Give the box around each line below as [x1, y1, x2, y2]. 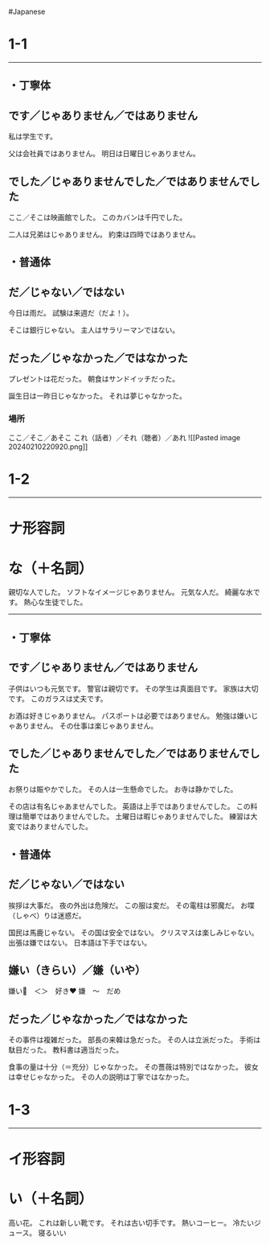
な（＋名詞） [8, 559, 94, 578]
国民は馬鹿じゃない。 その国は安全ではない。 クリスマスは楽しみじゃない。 [8, 927, 259, 937]
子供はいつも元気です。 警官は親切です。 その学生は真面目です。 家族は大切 [8, 683, 259, 693]
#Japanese [8, 7, 46, 16]
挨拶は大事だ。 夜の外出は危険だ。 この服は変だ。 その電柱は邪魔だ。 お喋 [8, 901, 256, 910]
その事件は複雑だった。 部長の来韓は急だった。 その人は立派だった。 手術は [8, 1035, 261, 1045]
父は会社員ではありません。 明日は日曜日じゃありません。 [8, 149, 201, 159]
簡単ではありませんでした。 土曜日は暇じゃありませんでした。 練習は [22, 812, 251, 822]
